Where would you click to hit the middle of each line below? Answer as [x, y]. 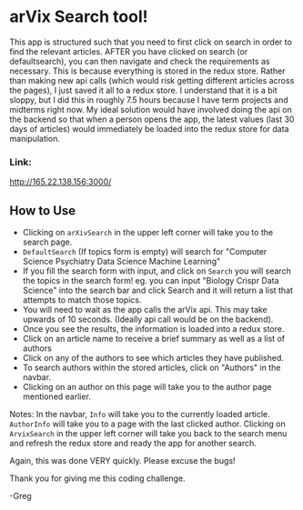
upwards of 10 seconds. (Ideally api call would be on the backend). [148, 319]
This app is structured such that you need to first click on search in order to [151, 42]
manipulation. [35, 138]
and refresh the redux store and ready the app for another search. [133, 444]
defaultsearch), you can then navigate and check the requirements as [140, 61]
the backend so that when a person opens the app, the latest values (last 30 [152, 119]
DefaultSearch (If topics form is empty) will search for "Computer [145, 252]
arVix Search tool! [79, 17]
